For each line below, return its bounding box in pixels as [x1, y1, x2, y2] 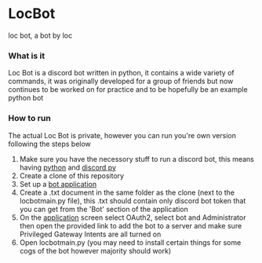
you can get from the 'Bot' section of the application [19, 204, 188, 214]
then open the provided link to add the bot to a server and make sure [19, 221, 242, 230]
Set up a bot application [19, 179, 96, 188]
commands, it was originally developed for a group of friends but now [8, 76, 234, 86]
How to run [8, 113, 51, 124]
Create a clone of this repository [19, 170, 124, 181]
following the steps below [8, 139, 92, 148]
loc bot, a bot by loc [8, 31, 73, 40]
